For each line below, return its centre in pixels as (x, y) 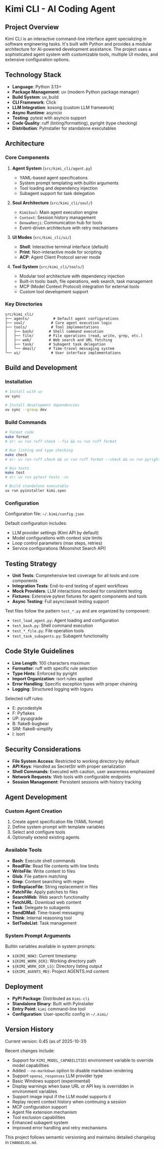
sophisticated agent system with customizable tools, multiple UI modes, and (82, 54)
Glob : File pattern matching (40, 876)
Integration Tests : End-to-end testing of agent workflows (70, 586)
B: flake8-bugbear (31, 723)
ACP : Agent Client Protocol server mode (60, 257)
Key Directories (24, 304)
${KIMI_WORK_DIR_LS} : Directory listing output (57, 966)
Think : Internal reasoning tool (42, 918)
